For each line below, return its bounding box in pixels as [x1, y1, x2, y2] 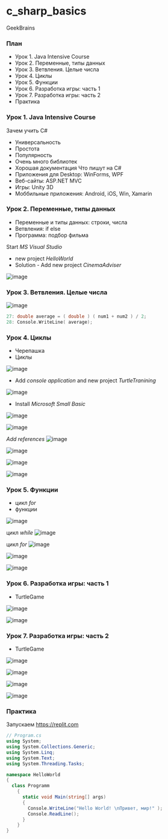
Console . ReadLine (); [28, 811, 79, 817]
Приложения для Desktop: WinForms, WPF [14, 170, 124, 178]
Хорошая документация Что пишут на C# [14, 164, 122, 172]
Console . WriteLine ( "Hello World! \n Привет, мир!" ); [28, 805, 163, 811]
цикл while [6, 529, 33, 536]
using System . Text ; [6, 755, 55, 761]
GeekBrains [6, 24, 35, 31]
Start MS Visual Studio [6, 243, 62, 250]
